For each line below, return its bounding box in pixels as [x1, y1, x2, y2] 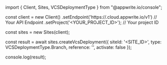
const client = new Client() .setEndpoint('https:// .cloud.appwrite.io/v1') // [5, 14, 157, 20]
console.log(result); [5, 54, 46, 60]
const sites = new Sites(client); [5, 29, 70, 35]
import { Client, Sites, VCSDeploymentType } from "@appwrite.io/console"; [5, 5, 162, 10]
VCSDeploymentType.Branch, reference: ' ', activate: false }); [5, 44, 132, 50]
